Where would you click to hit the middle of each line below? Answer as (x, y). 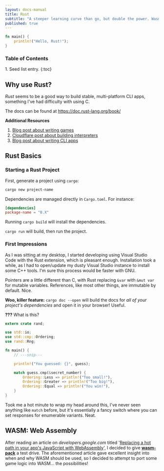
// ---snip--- (28, 355)
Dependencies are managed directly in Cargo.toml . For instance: (70, 199)
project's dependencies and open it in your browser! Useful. (65, 305)
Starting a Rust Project (32, 170)
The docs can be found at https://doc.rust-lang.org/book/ (63, 111)
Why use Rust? (29, 85)
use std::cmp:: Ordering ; (30, 337)
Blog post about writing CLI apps (45, 140)
